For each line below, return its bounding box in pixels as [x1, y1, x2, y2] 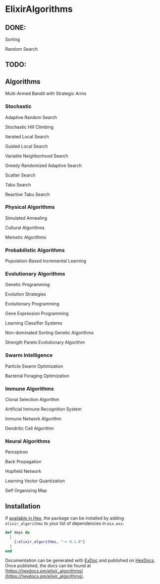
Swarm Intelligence [5, 352, 53, 359]
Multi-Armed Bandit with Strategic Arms [5, 90, 87, 96]
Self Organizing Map [5, 488, 47, 494]
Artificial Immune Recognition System [5, 406, 82, 412]
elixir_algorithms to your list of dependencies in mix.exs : [5, 520, 124, 526]
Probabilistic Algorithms [5, 247, 65, 253]
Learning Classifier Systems [5, 320, 63, 326]
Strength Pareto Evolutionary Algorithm [5, 339, 85, 345]
